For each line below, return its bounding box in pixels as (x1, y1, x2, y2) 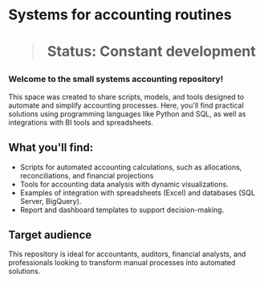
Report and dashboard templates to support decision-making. (19, 205, 225, 215)
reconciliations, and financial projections (19, 170, 154, 180)
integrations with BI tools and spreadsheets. (8, 117, 154, 127)
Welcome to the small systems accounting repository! (8, 74, 224, 85)
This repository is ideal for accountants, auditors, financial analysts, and (8, 249, 246, 259)
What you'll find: (8, 141, 94, 154)
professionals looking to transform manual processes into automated (8, 258, 236, 268)
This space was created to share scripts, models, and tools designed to (8, 92, 245, 101)
